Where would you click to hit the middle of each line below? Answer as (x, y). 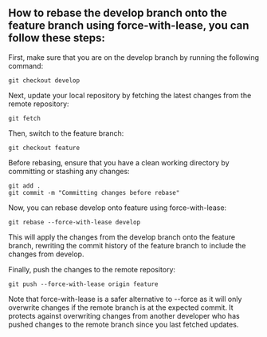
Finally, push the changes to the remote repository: (92, 269)
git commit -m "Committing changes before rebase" (94, 192)
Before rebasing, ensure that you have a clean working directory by (119, 162)
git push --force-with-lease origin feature (83, 284)
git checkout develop (44, 80)
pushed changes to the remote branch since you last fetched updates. (124, 324)
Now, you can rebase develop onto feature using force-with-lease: (118, 208)
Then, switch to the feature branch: (66, 133)
